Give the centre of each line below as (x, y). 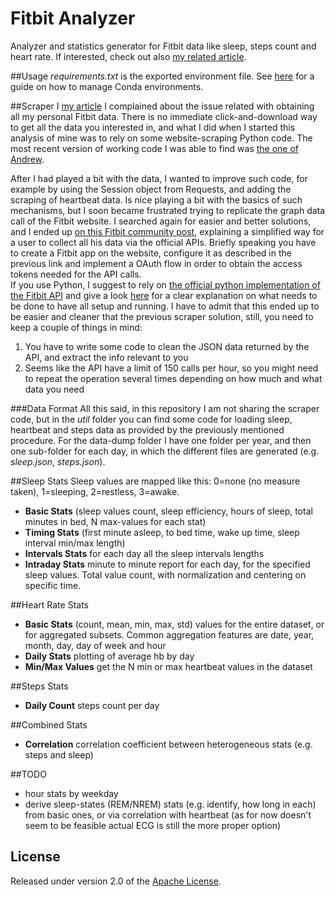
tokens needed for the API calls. (76, 274)
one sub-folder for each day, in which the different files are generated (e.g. (165, 451)
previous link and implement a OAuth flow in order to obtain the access (156, 263)
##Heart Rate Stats (49, 604)
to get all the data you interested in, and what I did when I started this (153, 127)
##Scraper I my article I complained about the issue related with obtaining (162, 106)
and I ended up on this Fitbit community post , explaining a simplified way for (167, 231)
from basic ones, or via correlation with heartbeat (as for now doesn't (168, 814)
